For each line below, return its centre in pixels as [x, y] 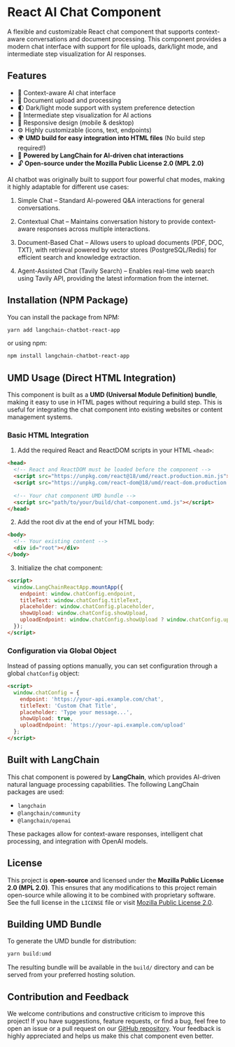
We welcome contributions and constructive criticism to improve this [106, 1014]
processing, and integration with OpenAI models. [78, 841]
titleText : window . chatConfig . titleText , [81, 600]
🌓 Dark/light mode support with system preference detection [106, 107]
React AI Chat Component [84, 12]
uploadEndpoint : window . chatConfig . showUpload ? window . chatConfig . [122, 620]
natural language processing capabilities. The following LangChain [103, 784]
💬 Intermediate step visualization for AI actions [84, 115]
